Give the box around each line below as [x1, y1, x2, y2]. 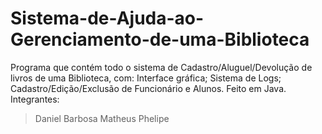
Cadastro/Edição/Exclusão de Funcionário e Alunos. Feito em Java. [10, 82, 287, 94]
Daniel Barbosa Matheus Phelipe [34, 112, 170, 124]
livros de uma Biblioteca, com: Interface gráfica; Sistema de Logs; [10, 72, 282, 84]
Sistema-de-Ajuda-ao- [10, 7, 205, 30]
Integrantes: [10, 93, 60, 105]
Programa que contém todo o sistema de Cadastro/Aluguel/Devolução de [10, 61, 313, 73]
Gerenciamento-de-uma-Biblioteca [10, 28, 310, 51]
